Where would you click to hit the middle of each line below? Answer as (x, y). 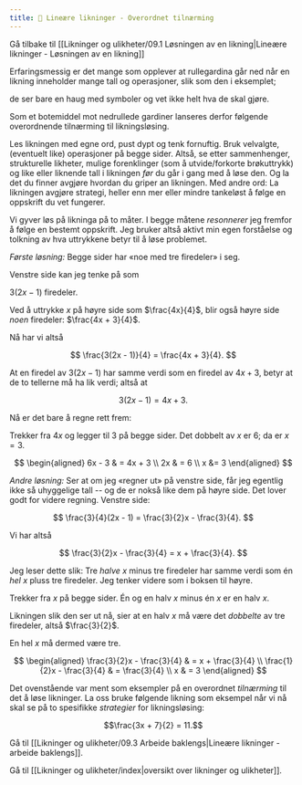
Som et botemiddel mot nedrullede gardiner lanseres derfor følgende (139, 116)
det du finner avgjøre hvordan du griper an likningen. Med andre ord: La (144, 183)
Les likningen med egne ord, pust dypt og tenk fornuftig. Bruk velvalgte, (145, 143)
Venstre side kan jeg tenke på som (74, 274)
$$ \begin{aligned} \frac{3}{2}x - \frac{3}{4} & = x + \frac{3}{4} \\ (138, 660)
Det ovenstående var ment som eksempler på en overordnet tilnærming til (148, 688)
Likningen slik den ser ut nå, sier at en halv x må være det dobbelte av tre (147, 615)
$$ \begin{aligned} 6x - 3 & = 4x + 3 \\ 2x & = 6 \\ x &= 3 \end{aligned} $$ (153, 463)
